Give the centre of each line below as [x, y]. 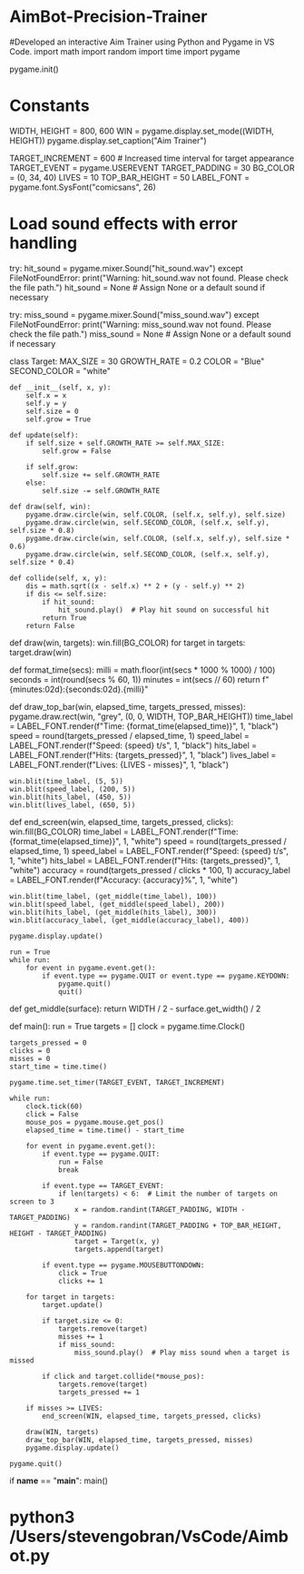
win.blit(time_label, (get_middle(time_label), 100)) [113, 896]
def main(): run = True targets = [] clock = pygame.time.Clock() [127, 1026]
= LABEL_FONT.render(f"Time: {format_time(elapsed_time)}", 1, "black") [144, 726]
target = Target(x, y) [117, 1241]
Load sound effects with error [123, 224]
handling [44, 243]
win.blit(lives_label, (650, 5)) [73, 805]
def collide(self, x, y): [58, 578]
